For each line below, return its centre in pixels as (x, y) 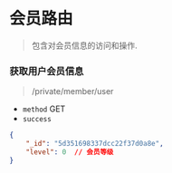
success (37, 120)
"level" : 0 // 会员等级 (70, 152)
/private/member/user (72, 91)
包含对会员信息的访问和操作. (84, 45)
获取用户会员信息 (47, 71)
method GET (44, 109)
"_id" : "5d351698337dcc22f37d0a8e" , (95, 144)
